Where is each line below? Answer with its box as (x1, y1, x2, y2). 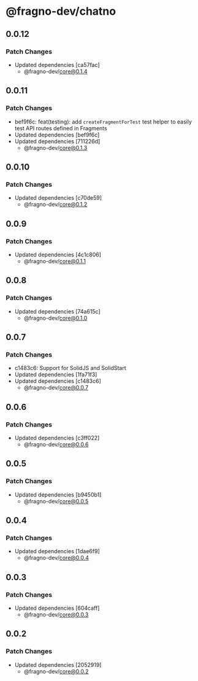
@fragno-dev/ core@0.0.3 (23, 611, 89, 618)
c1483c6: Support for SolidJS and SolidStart (14, 364, 126, 372)
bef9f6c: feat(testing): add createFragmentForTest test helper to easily (14, 118, 192, 125)
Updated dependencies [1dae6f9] (14, 548, 101, 555)
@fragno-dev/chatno (6, 4, 116, 18)
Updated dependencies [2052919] (14, 661, 102, 668)
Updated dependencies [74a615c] (14, 307, 101, 315)
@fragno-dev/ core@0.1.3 (23, 144, 88, 151)
